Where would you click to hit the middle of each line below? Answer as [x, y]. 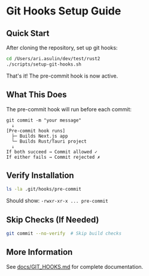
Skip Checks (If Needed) [53, 220]
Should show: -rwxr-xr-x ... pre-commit [57, 201]
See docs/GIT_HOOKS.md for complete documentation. [75, 266]
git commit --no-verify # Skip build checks [64, 234]
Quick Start [28, 33]
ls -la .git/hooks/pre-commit [44, 189]
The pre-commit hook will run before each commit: [69, 109]
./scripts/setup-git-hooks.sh [44, 64]
